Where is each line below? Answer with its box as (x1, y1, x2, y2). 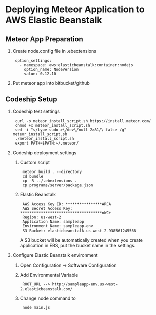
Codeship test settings (12, 108, 60, 114)
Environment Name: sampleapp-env (22, 223, 93, 228)
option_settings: (15, 58, 52, 63)
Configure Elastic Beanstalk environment (12, 252, 98, 258)
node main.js (22, 305, 50, 310)
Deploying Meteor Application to (5, 4, 145, 15)
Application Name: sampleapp (22, 219, 85, 224)
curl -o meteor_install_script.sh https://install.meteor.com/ (15, 118, 151, 123)
